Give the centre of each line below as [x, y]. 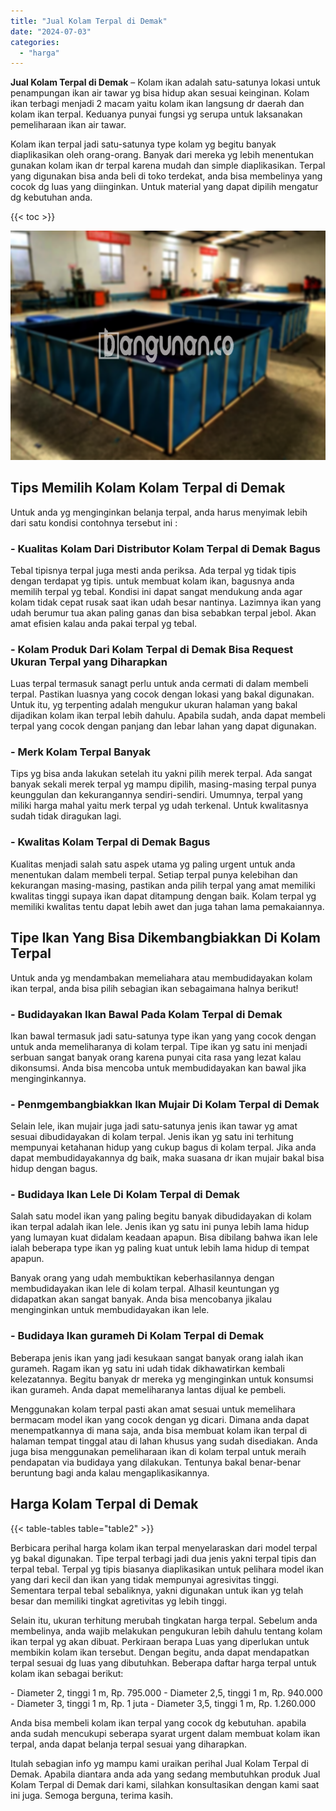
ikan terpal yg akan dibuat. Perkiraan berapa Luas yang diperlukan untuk [160, 1641]
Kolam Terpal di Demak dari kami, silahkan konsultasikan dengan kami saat [165, 1784]
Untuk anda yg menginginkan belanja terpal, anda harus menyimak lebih [159, 512]
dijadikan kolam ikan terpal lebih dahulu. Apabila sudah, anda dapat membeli [168, 716]
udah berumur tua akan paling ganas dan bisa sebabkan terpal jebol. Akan [163, 612]
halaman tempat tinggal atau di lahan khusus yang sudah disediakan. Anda [164, 1441]
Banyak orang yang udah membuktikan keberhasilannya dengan [142, 1278]
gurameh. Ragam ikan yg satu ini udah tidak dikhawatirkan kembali [147, 1368]
